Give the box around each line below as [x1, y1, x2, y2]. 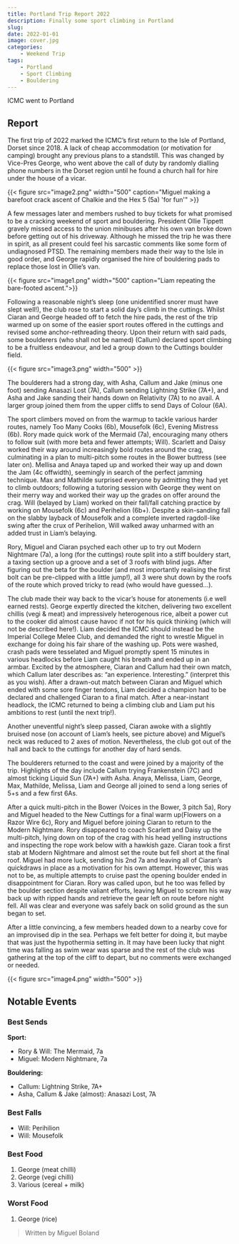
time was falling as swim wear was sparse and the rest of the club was [7, 945, 215, 954]
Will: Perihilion [17, 1124, 60, 1133]
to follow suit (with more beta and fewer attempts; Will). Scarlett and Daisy [7, 438, 226, 446]
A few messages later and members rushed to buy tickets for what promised [7, 209, 233, 218]
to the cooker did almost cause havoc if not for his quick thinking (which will [7, 617, 231, 626]
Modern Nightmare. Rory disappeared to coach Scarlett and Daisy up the [7, 826, 223, 834]
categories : [7, 44, 43, 51]
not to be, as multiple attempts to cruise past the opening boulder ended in [7, 871, 227, 880]
